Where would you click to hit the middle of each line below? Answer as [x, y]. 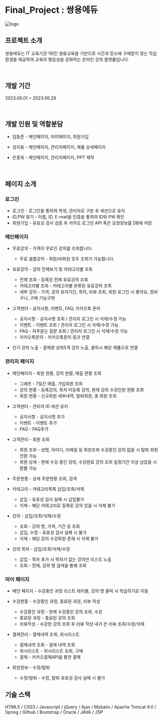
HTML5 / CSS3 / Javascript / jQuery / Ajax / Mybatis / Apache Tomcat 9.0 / [81, 707]
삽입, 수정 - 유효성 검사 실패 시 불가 [53, 532]
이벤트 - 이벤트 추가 [38, 423]
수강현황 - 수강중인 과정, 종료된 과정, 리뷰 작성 [56, 601]
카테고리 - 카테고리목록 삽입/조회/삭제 [48, 489]
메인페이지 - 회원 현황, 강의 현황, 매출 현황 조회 [57, 373]
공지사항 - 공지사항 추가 [42, 416]
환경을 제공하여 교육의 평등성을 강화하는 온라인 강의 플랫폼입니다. [67, 59]
